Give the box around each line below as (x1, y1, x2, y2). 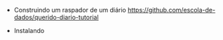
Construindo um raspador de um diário (13, 6, 126, 14)
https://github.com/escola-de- (127, 6, 216, 14)
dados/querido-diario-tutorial (13, 13, 100, 21)
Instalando (13, 27, 45, 34)
